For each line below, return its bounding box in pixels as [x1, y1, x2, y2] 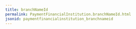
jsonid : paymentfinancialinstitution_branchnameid [5, 16, 113, 21]
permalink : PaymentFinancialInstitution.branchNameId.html [5, 12, 131, 17]
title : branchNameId [5, 7, 49, 12]
